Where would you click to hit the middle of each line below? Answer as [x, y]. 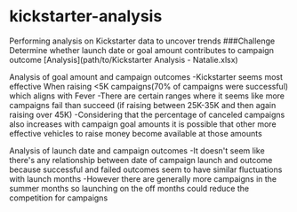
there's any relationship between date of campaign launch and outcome [141, 160]
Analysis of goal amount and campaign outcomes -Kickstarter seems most [146, 76]
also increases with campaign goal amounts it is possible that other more [143, 124]
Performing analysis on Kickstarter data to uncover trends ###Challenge [142, 41]
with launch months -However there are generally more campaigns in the [143, 178]
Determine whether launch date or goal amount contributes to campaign [141, 50]
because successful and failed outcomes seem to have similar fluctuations [146, 169]
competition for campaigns [59, 198]
